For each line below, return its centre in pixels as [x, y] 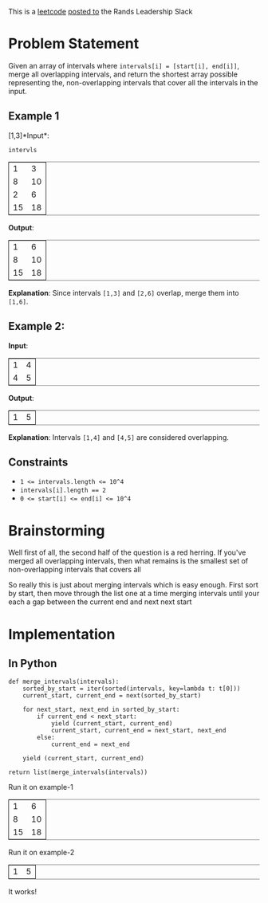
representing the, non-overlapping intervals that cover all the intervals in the [133, 82]
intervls [23, 150]
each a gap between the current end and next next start [100, 602]
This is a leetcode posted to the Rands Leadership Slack [100, 12]
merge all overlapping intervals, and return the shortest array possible [123, 74]
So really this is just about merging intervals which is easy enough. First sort [134, 585]
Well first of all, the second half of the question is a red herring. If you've [127, 552]
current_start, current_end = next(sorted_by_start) [112, 696]
